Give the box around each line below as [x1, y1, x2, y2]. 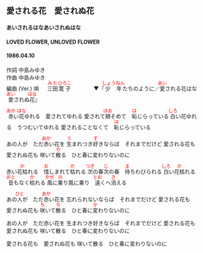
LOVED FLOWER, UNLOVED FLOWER [6, 38, 100, 46]
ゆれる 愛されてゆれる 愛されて [24, 112, 106, 120]
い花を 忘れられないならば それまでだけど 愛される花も [49, 195, 190, 203]
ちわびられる [129, 167, 162, 175]
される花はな [165, 84, 198, 92]
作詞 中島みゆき [6, 66, 46, 73]
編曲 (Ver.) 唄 [6, 84, 40, 92]
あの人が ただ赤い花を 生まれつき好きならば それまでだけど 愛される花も [6, 219, 196, 226]
